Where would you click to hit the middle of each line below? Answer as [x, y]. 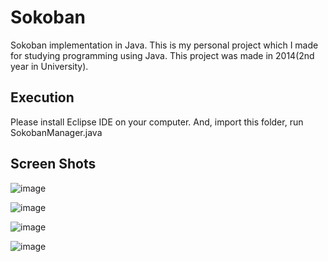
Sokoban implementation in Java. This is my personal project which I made [164, 45]
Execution [42, 97]
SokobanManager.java [56, 132]
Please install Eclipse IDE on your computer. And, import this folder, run [157, 122]
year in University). [49, 66]
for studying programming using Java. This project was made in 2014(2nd [162, 55]
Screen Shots [53, 164]
